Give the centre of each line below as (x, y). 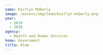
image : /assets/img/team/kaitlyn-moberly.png (51, 14)
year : (10, 18)
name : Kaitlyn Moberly (28, 9)
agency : (13, 32)
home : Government (22, 41)
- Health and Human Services (39, 36)
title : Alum (17, 45)
